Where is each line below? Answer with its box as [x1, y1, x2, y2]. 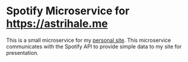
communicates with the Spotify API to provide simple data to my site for [6, 43, 182, 50]
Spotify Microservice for [6, 4, 130, 18]
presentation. [6, 49, 39, 56]
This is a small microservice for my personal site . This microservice [6, 36, 171, 44]
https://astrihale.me [6, 17, 108, 30]
